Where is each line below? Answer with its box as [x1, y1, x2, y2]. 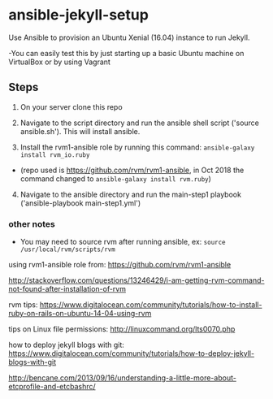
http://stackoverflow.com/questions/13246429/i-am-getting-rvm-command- [8, 275, 265, 285]
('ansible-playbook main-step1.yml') [19, 197, 141, 208]
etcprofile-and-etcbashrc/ [8, 382, 96, 392]
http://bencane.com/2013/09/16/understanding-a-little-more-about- [8, 373, 237, 383]
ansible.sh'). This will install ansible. [19, 126, 141, 136]
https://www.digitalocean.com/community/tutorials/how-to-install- [39, 300, 262, 310]
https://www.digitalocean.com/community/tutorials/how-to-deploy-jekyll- [8, 349, 254, 358]
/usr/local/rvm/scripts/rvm [19, 245, 115, 254]
